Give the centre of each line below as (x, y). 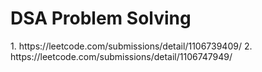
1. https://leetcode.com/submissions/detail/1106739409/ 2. (131, 46)
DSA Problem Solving (101, 18)
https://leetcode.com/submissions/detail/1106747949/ (121, 56)
